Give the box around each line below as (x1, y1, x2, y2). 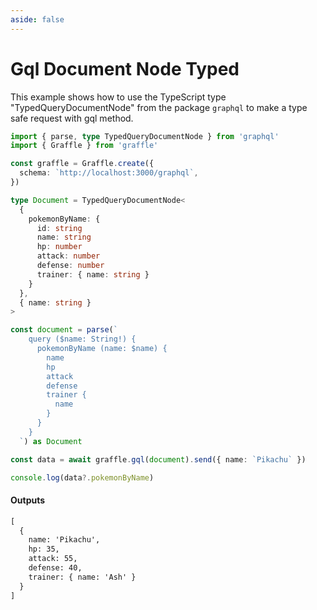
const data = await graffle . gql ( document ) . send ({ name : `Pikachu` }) (10, 454, 307, 465)
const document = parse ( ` (10, 325, 118, 335)
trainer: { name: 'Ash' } (28, 572, 137, 582)
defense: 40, (28, 563, 83, 573)
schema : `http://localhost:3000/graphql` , (19, 168, 199, 178)
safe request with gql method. (10, 112, 134, 124)
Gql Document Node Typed (10, 57, 240, 80)
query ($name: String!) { (28, 334, 137, 345)
